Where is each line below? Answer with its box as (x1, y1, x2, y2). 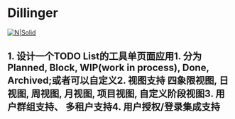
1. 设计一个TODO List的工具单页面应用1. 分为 (7, 51, 202, 63)
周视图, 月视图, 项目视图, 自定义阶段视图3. (31, 88, 214, 100)
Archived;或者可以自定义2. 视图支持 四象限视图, (7, 75, 217, 87)
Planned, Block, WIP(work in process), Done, (7, 62, 209, 74)
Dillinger (7, 5, 58, 21)
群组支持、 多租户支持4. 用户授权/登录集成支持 (16, 101, 220, 113)
